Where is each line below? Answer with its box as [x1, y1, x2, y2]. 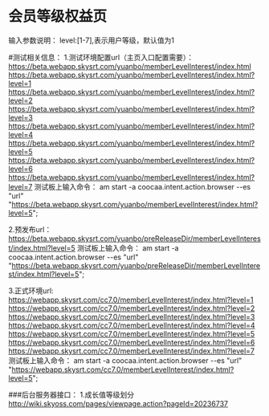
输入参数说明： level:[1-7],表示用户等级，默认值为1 [8, 35, 175, 45]
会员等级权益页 [8, 7, 108, 26]
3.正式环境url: [8, 286, 54, 296]
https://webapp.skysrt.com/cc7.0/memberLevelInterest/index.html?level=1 [8, 295, 255, 304]
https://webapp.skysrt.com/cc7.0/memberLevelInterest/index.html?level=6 [8, 337, 255, 347]
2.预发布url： [8, 224, 52, 234]
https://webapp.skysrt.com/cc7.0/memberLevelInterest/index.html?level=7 [8, 346, 255, 356]
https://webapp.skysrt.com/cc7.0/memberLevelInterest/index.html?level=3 [8, 312, 255, 321]
